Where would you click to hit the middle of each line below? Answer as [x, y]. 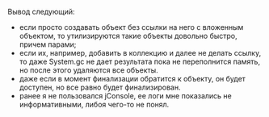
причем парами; [48, 44]
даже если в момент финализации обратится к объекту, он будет [132, 79]
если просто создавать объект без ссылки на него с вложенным [131, 27]
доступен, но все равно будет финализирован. [100, 87]
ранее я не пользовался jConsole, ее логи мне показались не [125, 96]
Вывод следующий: [41, 12]
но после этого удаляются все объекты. [88, 70]
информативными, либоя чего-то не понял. [94, 104]
